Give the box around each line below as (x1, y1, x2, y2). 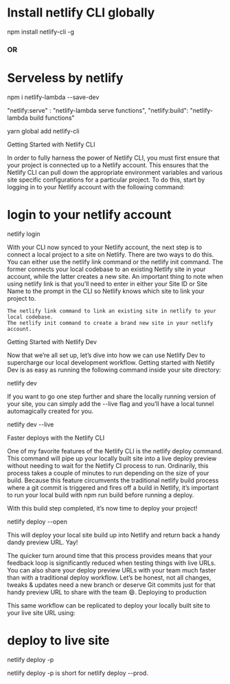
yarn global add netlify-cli (7, 127, 80, 135)
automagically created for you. (7, 407, 94, 415)
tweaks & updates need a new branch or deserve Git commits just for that (7, 580, 216, 589)
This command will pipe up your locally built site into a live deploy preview (7, 454, 217, 462)
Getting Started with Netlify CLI (7, 140, 95, 149)
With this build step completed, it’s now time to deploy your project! (7, 504, 198, 512)
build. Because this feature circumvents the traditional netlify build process (7, 476, 219, 484)
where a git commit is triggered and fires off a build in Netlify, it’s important (7, 483, 219, 491)
